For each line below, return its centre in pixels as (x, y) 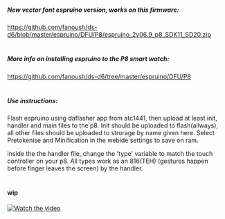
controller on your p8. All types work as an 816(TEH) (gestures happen (108, 161)
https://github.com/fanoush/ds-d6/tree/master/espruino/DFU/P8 (99, 76)
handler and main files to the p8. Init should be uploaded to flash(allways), (113, 125)
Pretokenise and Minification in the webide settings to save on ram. (103, 140)
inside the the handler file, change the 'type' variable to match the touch (110, 154)
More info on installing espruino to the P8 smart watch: (88, 59)
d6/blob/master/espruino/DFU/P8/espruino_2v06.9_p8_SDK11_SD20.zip (109, 34)
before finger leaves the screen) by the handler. (75, 168)
